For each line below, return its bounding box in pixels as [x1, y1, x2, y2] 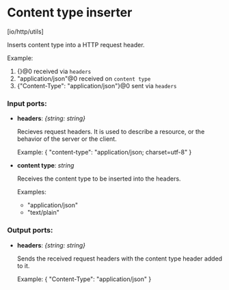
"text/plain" [27, 209, 59, 217]
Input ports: [7, 98, 47, 108]
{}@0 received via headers [16, 67, 92, 75]
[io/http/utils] [7, 27, 44, 36]
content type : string [16, 161, 75, 170]
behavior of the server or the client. [16, 135, 118, 143]
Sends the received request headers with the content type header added [16, 254, 223, 263]
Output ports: [7, 226, 53, 235]
